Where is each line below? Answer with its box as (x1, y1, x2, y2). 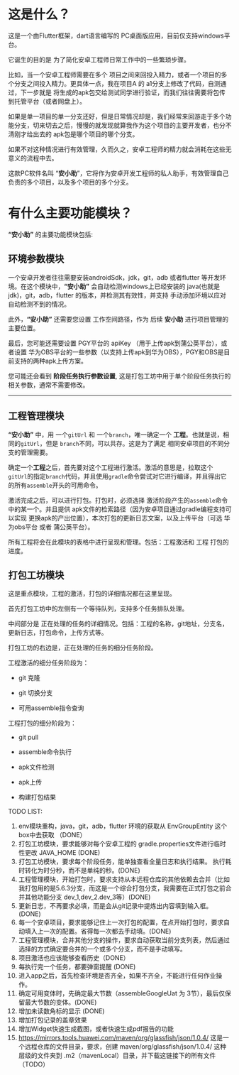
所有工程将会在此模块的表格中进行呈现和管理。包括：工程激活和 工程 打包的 (8, 537, 229, 546)
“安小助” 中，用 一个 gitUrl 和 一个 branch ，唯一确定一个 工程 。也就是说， (8, 430, 223, 439)
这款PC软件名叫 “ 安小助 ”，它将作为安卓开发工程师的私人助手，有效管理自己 (8, 168, 229, 178)
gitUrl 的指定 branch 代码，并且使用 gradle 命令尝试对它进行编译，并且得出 (8, 471, 221, 480)
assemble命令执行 (18, 748, 72, 756)
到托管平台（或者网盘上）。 (8, 97, 86, 105)
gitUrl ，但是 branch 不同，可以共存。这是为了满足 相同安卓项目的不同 (21, 439, 224, 447)
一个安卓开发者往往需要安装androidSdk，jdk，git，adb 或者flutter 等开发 (8, 273, 221, 281)
